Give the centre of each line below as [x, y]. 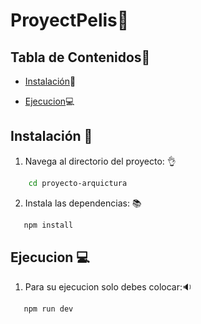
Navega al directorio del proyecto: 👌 [100, 161]
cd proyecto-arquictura [78, 183]
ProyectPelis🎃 [70, 20]
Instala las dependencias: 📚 [83, 203]
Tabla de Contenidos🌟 [80, 57]
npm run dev [48, 309]
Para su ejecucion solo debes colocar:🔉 [108, 287]
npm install [48, 225]
